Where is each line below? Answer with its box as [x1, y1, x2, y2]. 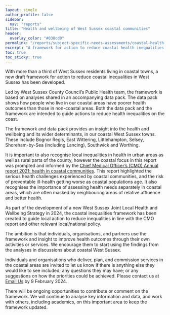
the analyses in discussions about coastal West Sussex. [5, 247, 121, 253]
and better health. [5, 195, 42, 201]
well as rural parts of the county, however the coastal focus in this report [5, 157, 157, 163]
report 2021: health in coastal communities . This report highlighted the [5, 168, 152, 174]
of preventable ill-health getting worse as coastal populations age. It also [5, 179, 157, 185]
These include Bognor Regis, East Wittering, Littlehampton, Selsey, [5, 136, 144, 143]
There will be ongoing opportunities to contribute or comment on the [5, 288, 148, 294]
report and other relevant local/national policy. [5, 221, 102, 227]
